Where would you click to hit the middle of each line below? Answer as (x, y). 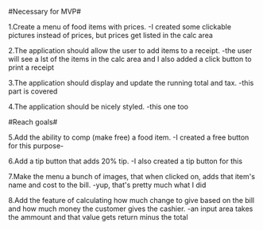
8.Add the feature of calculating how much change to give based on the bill (131, 200)
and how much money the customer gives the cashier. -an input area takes (131, 209)
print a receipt (31, 67)
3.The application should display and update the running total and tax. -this (131, 83)
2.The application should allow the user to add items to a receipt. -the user (130, 50)
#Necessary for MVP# (45, 11)
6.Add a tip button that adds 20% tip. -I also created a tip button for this (126, 161)
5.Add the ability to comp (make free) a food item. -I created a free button (129, 137)
